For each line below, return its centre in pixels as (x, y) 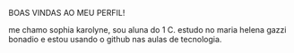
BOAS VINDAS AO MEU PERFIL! (67, 13)
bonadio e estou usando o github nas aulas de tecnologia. (115, 39)
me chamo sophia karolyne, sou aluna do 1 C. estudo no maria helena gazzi (147, 30)
